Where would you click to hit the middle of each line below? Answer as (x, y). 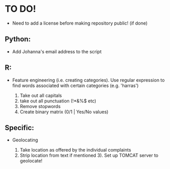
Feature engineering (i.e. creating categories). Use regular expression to (88, 80)
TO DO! (20, 9)
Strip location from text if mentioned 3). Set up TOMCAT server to (89, 155)
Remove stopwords (40, 106)
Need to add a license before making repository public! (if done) (80, 23)
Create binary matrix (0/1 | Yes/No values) (64, 112)
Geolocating (25, 140)
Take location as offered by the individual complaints (76, 150)
